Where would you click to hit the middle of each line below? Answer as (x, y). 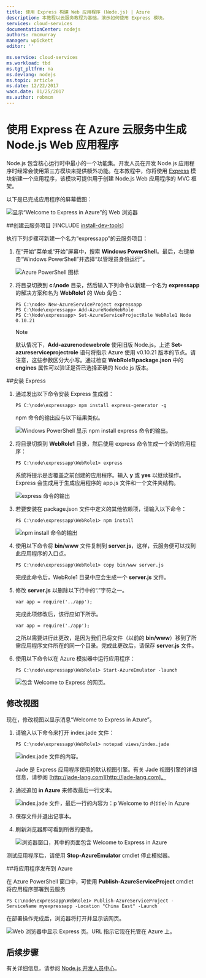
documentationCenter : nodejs (44, 29)
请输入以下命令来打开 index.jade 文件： (65, 732)
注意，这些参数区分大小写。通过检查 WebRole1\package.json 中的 (99, 360)
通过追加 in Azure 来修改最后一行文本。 (65, 790)
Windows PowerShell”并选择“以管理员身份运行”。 (86, 259)
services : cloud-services (39, 23)
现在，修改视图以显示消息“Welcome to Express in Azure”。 (81, 720)
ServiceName (21, 906)
